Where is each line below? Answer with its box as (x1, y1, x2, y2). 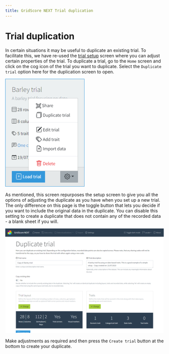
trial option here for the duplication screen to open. (5, 69, 115, 75)
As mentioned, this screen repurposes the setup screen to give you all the (5, 192, 158, 198)
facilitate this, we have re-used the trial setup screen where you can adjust (5, 52, 160, 58)
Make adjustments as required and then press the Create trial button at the (5, 338, 164, 344)
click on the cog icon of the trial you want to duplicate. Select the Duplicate (5, 63, 162, 69)
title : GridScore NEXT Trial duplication (5, 8, 94, 13)
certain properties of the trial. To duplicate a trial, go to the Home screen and (5, 58, 161, 64)
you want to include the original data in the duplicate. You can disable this (5, 208, 158, 214)
